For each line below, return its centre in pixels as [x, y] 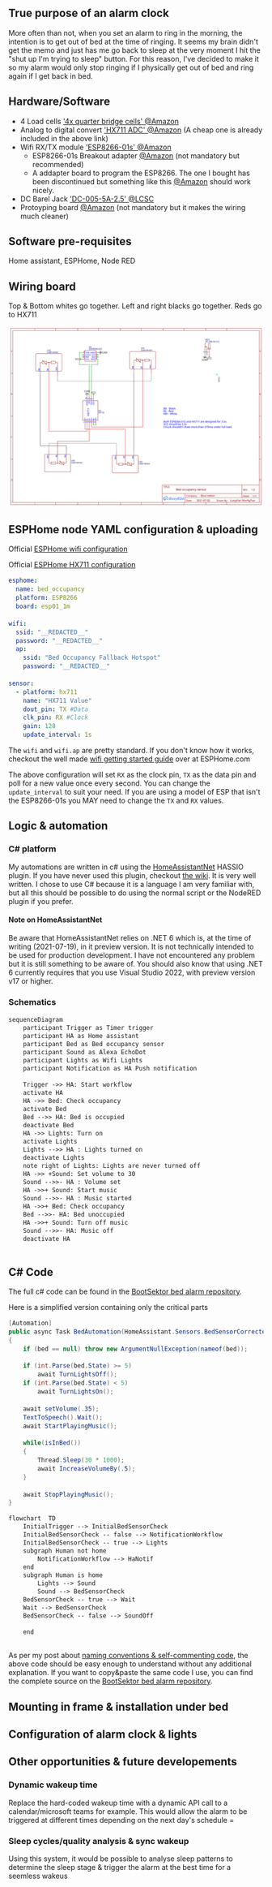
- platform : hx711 [47, 692]
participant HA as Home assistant [81, 1036]
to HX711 [23, 315]
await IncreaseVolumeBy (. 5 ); [87, 1468]
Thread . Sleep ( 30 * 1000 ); [81, 1460]
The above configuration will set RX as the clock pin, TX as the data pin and [132, 775]
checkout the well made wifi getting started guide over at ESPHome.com [130, 759]
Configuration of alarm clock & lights [103, 1735]
